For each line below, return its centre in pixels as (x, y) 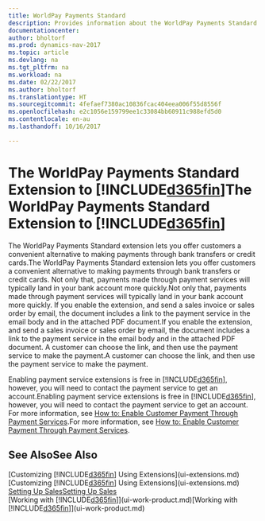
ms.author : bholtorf (42, 89)
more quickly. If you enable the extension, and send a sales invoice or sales (132, 305)
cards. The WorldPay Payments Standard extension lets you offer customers (132, 262)
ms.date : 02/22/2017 (42, 82)
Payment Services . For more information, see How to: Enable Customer (124, 422)
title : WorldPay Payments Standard (67, 16)
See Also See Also (53, 455)
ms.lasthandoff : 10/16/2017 (55, 126)
